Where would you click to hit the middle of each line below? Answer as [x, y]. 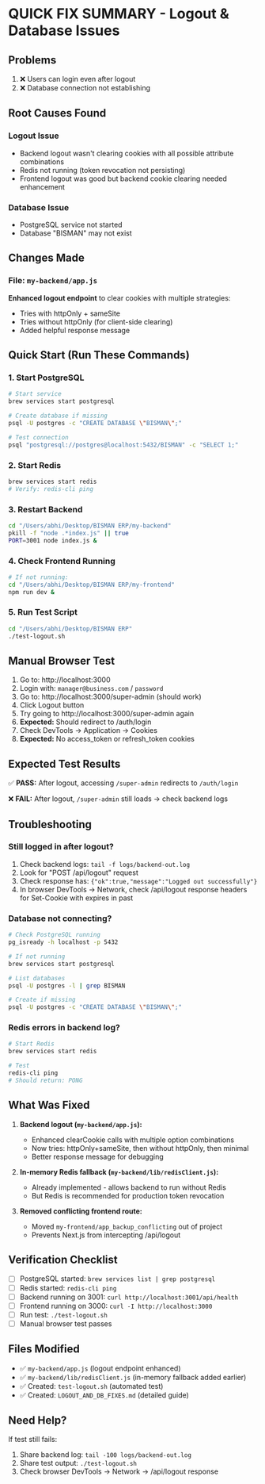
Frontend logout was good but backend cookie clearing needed [123, 178]
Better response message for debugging [97, 1156]
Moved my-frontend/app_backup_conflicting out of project [127, 1226]
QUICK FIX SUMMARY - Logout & [119, 14]
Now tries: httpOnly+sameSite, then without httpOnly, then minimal [140, 1148]
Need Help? [38, 1421]
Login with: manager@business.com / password [91, 688]
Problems [32, 60]
